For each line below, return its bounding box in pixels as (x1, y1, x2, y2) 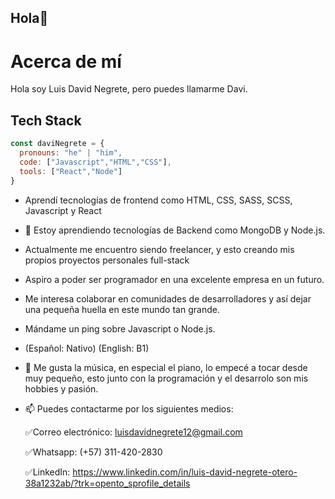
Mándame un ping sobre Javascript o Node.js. (24, 322, 216, 335)
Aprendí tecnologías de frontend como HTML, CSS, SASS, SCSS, (24, 194, 293, 206)
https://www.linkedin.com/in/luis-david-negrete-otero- (72, 466, 298, 478)
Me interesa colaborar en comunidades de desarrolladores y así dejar (24, 292, 312, 305)
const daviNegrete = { (10, 139, 105, 149)
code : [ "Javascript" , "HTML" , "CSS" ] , (19, 157, 172, 167)
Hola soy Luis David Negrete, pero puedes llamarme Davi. (10, 83, 248, 95)
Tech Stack (10, 112, 82, 129)
